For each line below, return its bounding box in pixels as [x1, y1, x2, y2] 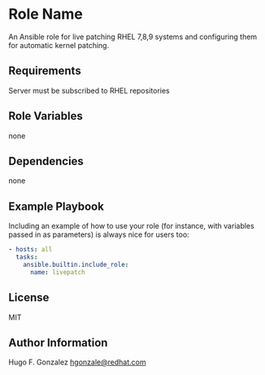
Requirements [8, 64, 81, 78]
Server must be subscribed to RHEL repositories [8, 85, 170, 95]
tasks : [15, 253, 38, 261]
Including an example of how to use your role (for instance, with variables [8, 221, 254, 231]
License [8, 290, 50, 305]
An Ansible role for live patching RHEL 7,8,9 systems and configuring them [8, 32, 258, 41]
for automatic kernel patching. [8, 40, 110, 50]
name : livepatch [29, 268, 85, 277]
